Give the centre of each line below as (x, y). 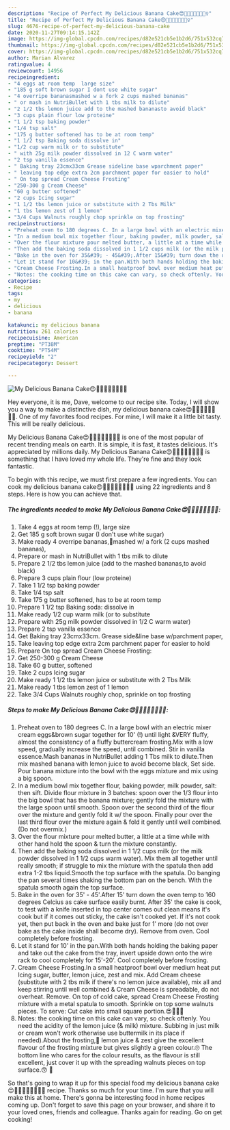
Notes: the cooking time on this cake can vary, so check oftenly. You (114, 1018)
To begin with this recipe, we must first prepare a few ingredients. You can (112, 479)
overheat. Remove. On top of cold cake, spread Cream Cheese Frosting (118, 996)
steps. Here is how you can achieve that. (65, 494)
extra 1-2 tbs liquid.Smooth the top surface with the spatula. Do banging (119, 872)
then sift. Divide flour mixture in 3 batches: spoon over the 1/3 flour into (118, 792)
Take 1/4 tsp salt (41, 592)
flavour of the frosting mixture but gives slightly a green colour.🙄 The (115, 1047)
